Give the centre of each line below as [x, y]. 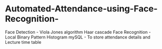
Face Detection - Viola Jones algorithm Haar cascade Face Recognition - [78, 32]
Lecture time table [23, 42]
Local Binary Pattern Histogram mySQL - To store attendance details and [78, 37]
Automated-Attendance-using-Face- [81, 9]
